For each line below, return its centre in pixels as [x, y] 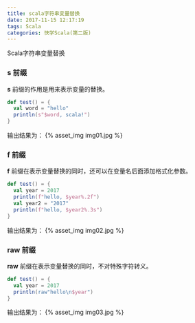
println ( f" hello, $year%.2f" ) [56, 197]
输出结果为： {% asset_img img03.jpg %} [66, 312]
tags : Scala [24, 26]
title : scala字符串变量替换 [44, 13]
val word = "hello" [41, 108]
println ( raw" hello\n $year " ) [54, 292]
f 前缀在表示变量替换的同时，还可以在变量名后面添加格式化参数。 [100, 171]
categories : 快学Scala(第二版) [49, 33]
